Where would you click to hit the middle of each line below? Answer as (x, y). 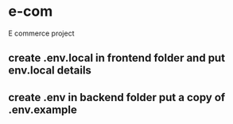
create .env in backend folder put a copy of (117, 97)
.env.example (43, 109)
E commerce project (41, 33)
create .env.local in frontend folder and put (116, 58)
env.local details (50, 71)
